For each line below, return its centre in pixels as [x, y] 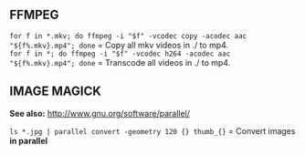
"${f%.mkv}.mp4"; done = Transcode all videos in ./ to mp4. [120, 62]
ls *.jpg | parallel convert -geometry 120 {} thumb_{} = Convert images [152, 130]
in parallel [29, 140]
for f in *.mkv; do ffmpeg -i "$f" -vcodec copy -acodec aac [128, 36]
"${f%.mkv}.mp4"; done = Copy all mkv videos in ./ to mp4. [119, 45]
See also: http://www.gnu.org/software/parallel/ [100, 113]
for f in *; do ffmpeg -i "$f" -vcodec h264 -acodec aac [120, 54]
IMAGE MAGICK [56, 92]
